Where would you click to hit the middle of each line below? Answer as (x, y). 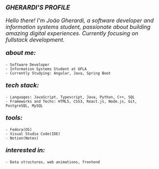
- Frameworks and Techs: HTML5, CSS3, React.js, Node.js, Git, (71, 101)
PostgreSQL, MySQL (24, 106)
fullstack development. (35, 40)
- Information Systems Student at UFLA (46, 69)
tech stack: (22, 85)
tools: (14, 118)
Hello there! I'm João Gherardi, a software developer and (79, 21)
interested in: (25, 150)
